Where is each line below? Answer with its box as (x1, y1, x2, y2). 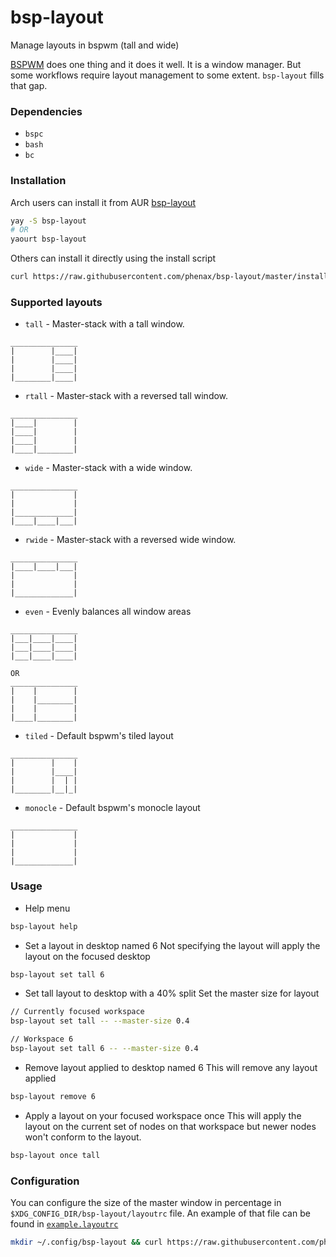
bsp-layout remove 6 (10, 1091, 97, 1101)
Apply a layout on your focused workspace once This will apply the (24, 1109, 302, 1121)
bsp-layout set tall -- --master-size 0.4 (10, 1016, 190, 1026)
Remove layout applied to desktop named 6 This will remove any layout (24, 1061, 318, 1073)
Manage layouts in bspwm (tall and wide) (10, 39, 180, 51)
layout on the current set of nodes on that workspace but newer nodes (24, 1120, 317, 1132)
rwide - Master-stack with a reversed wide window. (24, 534, 237, 546)
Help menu (24, 902, 71, 914)
